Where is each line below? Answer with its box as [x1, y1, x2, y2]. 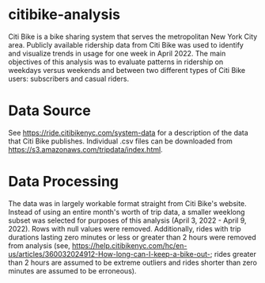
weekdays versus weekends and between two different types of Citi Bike [8, 65, 246, 75]
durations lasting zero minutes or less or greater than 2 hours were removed [8, 232, 256, 242]
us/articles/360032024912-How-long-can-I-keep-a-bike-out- [8, 249, 211, 258]
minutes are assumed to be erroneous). [8, 266, 137, 275]
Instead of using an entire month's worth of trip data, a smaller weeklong [8, 207, 245, 216]
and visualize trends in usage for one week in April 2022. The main [8, 48, 226, 58]
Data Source [8, 101, 91, 120]
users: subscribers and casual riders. [8, 74, 129, 83]
